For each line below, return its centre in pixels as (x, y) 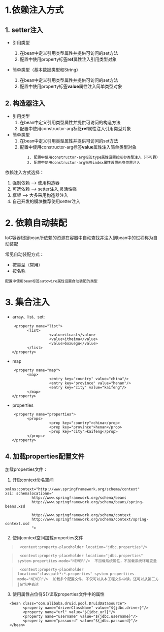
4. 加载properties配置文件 (45, 456)
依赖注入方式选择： (25, 172)
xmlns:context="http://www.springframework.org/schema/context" (72, 489)
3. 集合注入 (28, 302)
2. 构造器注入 (25, 103)
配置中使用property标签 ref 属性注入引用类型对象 (68, 59)
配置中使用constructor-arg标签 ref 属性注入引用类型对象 (75, 128)
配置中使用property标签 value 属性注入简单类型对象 (71, 86)
